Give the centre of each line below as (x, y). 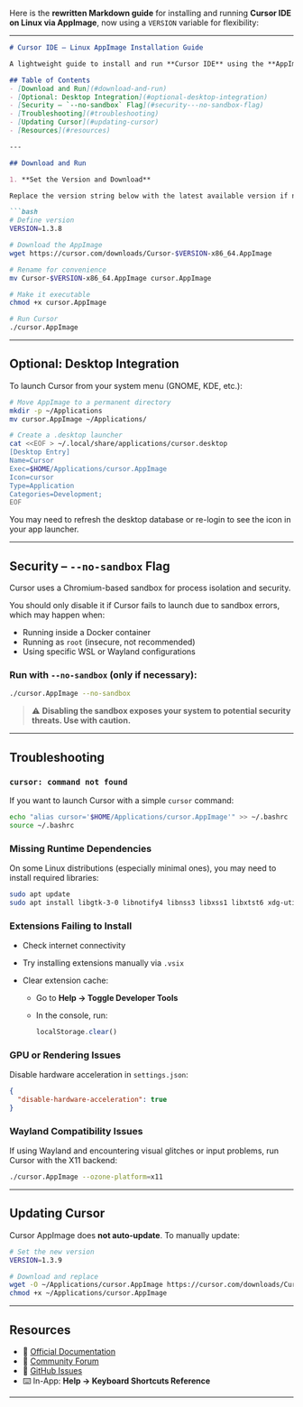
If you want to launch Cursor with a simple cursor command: (122, 800)
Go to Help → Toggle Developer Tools (107, 998)
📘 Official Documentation (69, 1352)
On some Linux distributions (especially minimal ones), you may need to (143, 868)
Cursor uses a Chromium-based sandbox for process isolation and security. (150, 588)
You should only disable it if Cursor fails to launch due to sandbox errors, (145, 606)
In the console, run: (72, 1015)
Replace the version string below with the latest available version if (149, 196)
